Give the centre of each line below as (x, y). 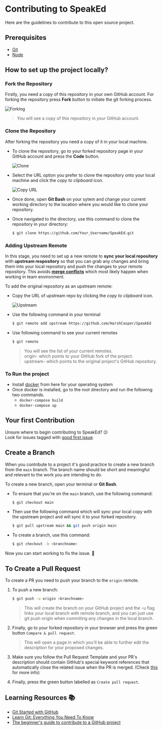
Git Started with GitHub (35, 712)
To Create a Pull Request (43, 569)
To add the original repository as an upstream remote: (59, 286)
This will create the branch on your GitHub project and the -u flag (90, 608)
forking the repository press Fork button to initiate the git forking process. (79, 100)
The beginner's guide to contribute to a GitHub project (66, 722)
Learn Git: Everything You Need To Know (53, 717)
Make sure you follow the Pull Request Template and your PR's (74, 657)
